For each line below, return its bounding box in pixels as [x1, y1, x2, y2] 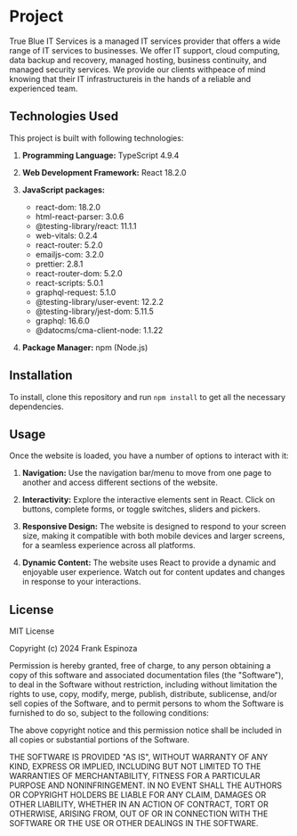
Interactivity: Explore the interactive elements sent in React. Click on [21, 495, 276, 505]
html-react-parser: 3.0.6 [35, 211, 124, 222]
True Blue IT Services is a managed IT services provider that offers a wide [9, 36, 281, 46]
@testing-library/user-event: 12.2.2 [35, 296, 165, 307]
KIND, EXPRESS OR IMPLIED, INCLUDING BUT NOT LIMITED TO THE [9, 761, 261, 772]
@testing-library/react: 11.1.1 [35, 220, 137, 231]
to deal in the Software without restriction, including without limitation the [9, 679, 277, 690]
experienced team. [9, 83, 78, 94]
